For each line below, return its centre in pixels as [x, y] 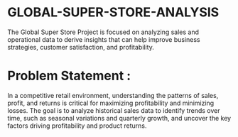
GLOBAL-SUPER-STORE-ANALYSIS [113, 12]
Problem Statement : [69, 76]
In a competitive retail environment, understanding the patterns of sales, [113, 95]
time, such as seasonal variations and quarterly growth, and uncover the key [119, 118]
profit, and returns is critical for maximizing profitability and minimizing [111, 103]
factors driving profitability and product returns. [77, 126]
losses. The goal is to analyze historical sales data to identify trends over [114, 110]
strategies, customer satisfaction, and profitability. [81, 47]
